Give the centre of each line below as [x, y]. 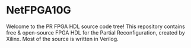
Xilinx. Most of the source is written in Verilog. [62, 39]
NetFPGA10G [39, 10]
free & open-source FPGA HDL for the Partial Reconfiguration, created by [95, 32]
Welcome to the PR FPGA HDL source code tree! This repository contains [95, 26]
